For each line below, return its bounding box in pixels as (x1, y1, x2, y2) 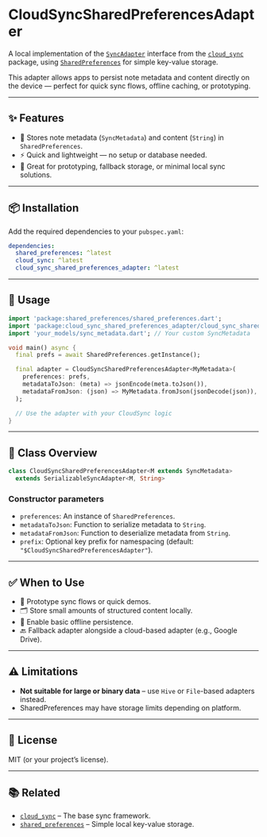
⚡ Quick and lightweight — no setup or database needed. (19, 149, 208, 160)
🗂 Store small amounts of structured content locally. (19, 606, 193, 615)
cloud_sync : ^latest (15, 257, 83, 265)
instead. (19, 694, 47, 704)
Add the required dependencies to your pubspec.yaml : (8, 227, 184, 236)
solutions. (19, 169, 52, 180)
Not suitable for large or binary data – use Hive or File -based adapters (19, 686, 255, 696)
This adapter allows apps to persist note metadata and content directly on (8, 72, 250, 82)
